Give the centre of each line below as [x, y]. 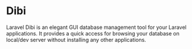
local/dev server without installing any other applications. [76, 40]
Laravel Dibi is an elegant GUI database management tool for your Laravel [96, 27]
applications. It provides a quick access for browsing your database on [93, 33]
